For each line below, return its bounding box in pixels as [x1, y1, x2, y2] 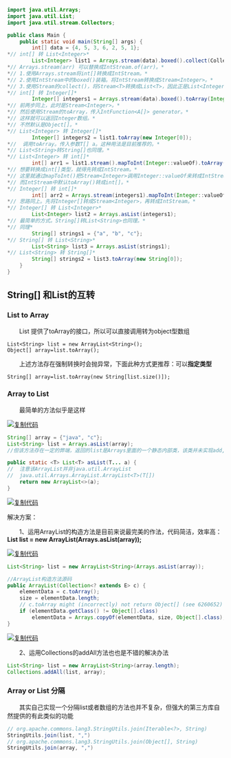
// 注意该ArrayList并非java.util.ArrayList [7, 465, 132, 473]
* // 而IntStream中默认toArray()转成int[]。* [7, 179, 129, 186]
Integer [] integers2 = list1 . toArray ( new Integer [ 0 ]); [32, 134, 192, 141]
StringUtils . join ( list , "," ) [7, 732, 91, 739]
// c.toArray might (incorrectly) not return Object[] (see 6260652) [19, 601, 223, 609]
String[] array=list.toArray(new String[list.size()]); [7, 373, 170, 380]
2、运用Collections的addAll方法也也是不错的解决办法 [19, 648, 169, 657]
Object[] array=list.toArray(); [7, 346, 100, 354]
